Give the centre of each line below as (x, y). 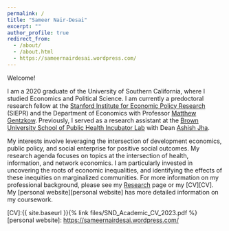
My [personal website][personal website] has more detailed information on (113, 192)
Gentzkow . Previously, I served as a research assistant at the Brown (103, 120)
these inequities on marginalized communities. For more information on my (113, 177)
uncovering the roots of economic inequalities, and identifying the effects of (115, 170)
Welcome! (21, 78)
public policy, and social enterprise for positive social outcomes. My (103, 148)
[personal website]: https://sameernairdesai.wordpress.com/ (93, 220)
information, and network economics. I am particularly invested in (100, 163)
